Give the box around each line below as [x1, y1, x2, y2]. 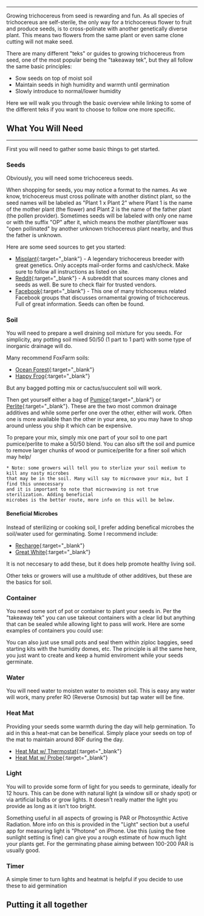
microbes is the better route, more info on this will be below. [6, 497, 175, 503]
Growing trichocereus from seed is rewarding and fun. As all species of [6, 12, 185, 19]
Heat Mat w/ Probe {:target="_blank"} [15, 754, 108, 761]
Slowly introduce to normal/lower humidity [15, 88, 121, 94]
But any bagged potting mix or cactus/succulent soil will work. [6, 385, 162, 392]
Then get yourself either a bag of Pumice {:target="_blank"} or [6, 396, 161, 403]
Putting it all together [6, 900, 88, 910]
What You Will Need [6, 123, 83, 134]
